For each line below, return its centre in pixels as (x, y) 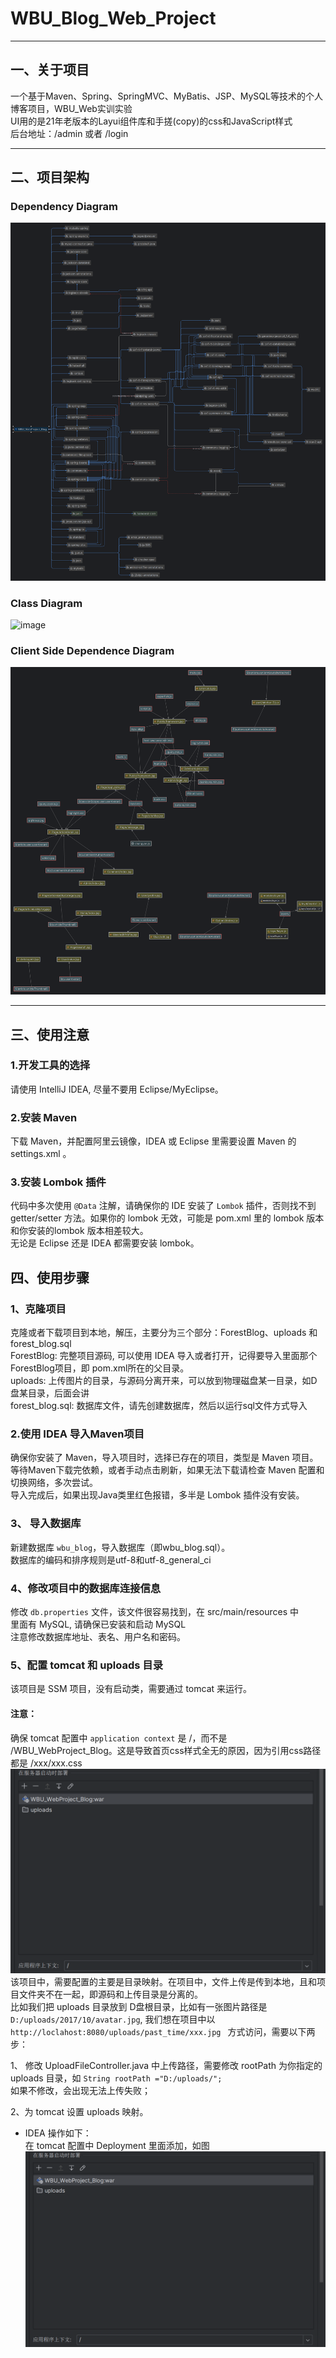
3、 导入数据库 (46, 1524)
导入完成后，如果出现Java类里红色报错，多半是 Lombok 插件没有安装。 (157, 1495)
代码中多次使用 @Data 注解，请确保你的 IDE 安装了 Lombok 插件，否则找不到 (163, 1206)
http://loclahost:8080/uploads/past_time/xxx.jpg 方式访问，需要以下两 (163, 2032)
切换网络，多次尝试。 (54, 1483)
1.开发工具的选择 (50, 1065)
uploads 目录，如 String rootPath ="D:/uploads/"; (116, 2078)
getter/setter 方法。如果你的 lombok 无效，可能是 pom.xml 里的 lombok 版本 (167, 1218)
